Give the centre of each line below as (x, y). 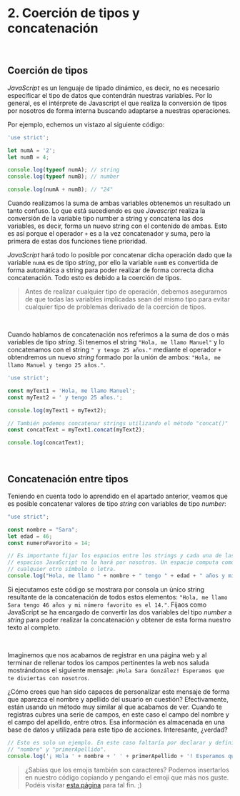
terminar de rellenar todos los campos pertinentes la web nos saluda (108, 662)
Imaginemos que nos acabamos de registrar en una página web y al (107, 655)
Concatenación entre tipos (68, 479)
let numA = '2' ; (31, 150)
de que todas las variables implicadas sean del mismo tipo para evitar (127, 299)
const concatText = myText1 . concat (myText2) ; (76, 430)
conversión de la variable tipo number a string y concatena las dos (105, 218)
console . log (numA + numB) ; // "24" (60, 190)
